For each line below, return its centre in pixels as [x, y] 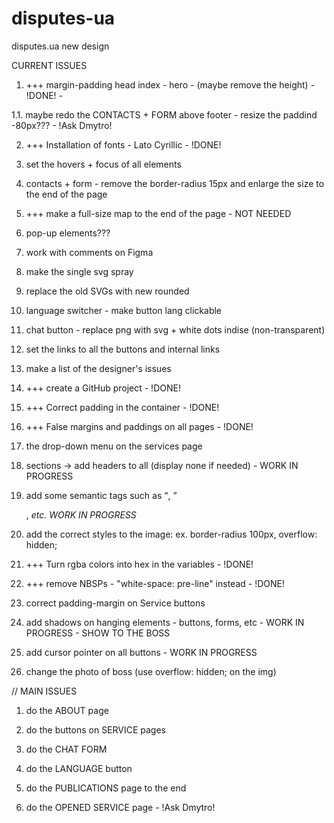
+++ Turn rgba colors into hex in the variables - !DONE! [139, 564]
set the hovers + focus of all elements [103, 164]
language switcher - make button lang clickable [124, 310]
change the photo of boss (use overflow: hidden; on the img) [151, 671]
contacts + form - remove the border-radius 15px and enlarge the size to [175, 183]
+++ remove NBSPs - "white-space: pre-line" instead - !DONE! [155, 583]
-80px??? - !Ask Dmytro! [62, 125]
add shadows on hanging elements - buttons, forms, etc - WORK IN [165, 622]
